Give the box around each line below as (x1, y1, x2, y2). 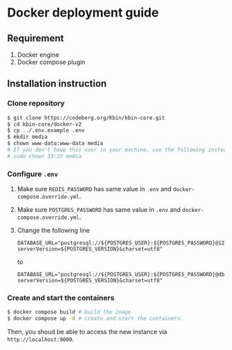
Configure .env (7, 169, 59, 179)
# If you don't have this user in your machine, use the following (7, 146, 206, 153)
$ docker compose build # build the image (7, 309, 131, 315)
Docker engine (17, 50, 59, 59)
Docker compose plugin (17, 58, 86, 66)
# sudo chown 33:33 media (7, 153, 81, 159)
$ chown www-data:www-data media (7, 140, 104, 147)
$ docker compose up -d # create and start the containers (7, 315, 181, 322)
